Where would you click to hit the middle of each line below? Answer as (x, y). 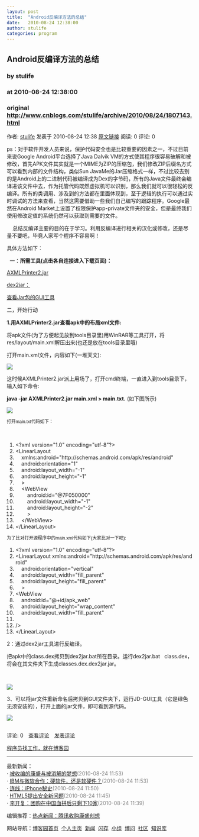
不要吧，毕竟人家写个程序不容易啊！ (56, 235)
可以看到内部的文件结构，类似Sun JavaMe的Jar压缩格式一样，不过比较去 (96, 171)
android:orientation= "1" (50, 463)
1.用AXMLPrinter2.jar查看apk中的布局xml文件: (64, 322)
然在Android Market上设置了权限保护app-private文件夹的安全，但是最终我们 (99, 208)
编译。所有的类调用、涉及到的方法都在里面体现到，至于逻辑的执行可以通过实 (100, 193)
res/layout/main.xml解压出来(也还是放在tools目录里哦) (72, 342)
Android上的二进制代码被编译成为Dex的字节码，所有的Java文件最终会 (102, 179)
